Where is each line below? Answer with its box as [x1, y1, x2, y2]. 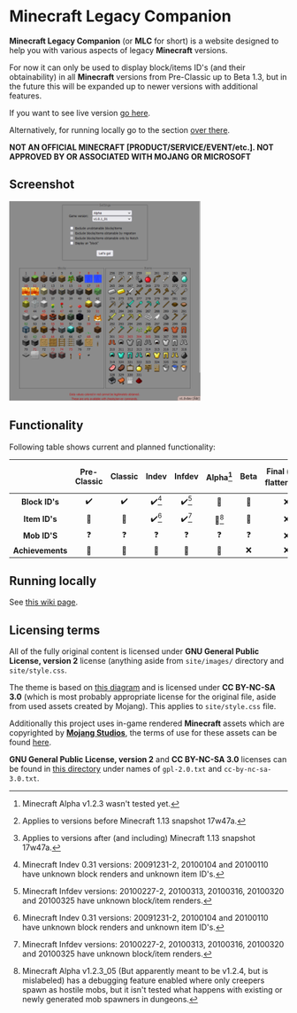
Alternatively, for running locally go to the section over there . [9, 124, 231, 135]
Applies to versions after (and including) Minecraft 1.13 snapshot [21, 833, 256, 844]
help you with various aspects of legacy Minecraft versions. [9, 44, 228, 55]
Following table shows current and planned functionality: [9, 441, 217, 452]
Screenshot [9, 177, 75, 192]
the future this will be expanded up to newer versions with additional [9, 81, 258, 91]
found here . [9, 737, 51, 748]
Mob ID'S [22, 530, 58, 542]
